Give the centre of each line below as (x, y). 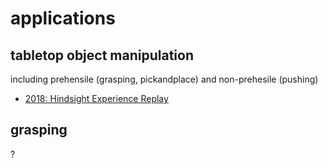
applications (63, 18)
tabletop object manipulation (102, 55)
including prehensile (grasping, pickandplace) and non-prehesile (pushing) (164, 79)
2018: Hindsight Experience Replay (96, 98)
